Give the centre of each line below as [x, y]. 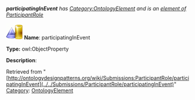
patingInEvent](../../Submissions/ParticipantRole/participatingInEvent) [90, 84]
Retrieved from [24, 72]
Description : [21, 60]
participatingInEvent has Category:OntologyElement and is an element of [96, 9]
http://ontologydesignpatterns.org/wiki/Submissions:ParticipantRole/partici [99, 78]
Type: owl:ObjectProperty [38, 49]
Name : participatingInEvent [57, 37]
